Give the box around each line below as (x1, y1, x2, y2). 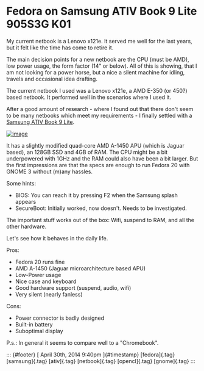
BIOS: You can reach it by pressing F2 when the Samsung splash (15, 191, 178, 199)
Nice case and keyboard (15, 278, 77, 285)
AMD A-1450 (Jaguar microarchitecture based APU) (15, 264, 146, 272)
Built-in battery (15, 320, 53, 328)
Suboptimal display (15, 327, 63, 334)
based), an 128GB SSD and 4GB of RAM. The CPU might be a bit (6, 148, 168, 156)
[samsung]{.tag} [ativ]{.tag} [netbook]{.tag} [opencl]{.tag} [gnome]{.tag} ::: (6, 357, 195, 364)
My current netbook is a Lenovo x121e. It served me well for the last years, (6, 37, 193, 45)
